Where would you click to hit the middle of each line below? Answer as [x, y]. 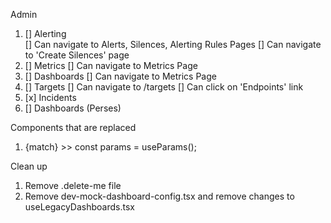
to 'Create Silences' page [77, 55]
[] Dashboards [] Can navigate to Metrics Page [120, 76]
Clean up [29, 166]
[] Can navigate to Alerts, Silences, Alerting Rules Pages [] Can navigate [173, 44]
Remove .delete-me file [73, 185]
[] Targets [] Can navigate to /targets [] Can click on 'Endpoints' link [164, 87]
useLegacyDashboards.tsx [79, 207]
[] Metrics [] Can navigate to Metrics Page [111, 65]
